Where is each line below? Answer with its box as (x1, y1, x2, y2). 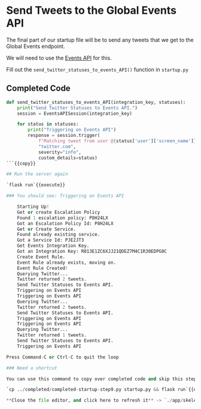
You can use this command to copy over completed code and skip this (6, 376, 184, 382)
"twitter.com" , (38, 144, 77, 150)
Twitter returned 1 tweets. (17, 332, 87, 338)
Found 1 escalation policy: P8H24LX (17, 214, 109, 221)
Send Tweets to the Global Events (6, 4, 176, 17)
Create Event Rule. (17, 253, 66, 260)
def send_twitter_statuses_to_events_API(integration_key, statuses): (6, 99, 186, 105)
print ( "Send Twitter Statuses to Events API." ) (17, 105, 138, 111)
